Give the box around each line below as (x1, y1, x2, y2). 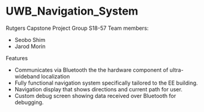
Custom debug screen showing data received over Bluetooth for (14, 92, 177, 99)
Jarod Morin (14, 43, 46, 50)
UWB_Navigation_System (5, 4, 139, 18)
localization (41, 72, 70, 80)
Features (5, 54, 28, 61)
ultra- (169, 66, 184, 74)
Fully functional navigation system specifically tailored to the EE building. (14, 79, 198, 86)
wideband (14, 72, 40, 80)
